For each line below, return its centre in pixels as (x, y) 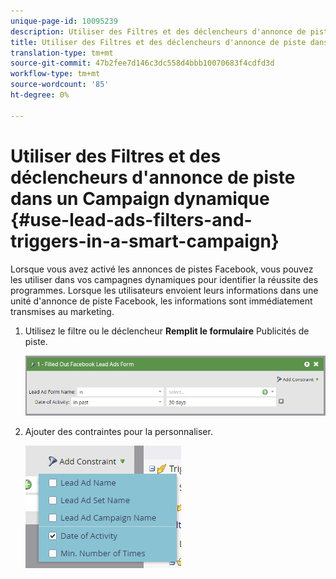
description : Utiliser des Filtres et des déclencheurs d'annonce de (158, 31)
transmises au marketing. (62, 311)
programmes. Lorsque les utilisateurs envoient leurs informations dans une (164, 290)
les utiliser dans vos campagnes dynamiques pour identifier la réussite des (164, 279)
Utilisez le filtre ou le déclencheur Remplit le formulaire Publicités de (167, 331)
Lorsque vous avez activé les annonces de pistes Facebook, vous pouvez (162, 269)
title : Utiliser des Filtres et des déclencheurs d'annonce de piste (158, 42)
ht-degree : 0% (40, 95)
